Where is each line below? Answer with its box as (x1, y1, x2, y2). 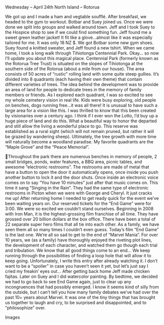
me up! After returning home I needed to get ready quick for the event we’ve (5, 195, 159, 201)
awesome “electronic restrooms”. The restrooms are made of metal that (5, 164, 149, 170)
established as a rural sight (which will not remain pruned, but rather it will (5, 129, 154, 134)
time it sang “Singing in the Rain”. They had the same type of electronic (5, 185, 148, 190)
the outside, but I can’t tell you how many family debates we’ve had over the (5, 289, 159, 295)
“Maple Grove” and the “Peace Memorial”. (5, 144, 90, 150)
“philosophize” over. (5, 305, 46, 311)
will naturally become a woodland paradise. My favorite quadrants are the (5, 139, 154, 144)
